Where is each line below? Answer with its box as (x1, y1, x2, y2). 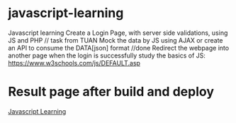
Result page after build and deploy (8, 84, 215, 100)
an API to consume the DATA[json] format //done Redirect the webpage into (8, 43, 230, 52)
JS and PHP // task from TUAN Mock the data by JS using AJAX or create (8, 36, 223, 44)
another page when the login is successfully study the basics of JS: (8, 51, 206, 60)
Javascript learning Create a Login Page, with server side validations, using (8, 28, 228, 37)
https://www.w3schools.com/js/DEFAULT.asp (8, 58, 141, 67)
